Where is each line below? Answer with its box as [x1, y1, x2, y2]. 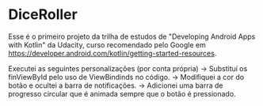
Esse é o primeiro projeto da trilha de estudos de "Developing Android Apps [8, 32, 256, 41]
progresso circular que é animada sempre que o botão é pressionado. [8, 89, 236, 98]
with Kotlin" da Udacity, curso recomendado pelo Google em [8, 40, 206, 49]
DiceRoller [8, 6, 78, 24]
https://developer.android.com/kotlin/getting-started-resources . [8, 48, 217, 58]
